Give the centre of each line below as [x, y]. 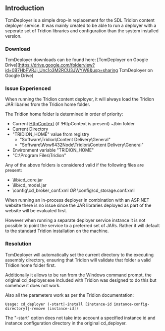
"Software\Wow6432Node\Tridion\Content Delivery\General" [82, 145]
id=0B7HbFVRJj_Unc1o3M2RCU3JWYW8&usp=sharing [62, 70]
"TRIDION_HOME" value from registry [51, 134]
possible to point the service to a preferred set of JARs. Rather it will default [82, 226]
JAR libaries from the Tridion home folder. [48, 104]
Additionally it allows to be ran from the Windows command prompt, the [79, 275]
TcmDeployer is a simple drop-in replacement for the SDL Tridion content [80, 20]
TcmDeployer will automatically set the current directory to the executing [80, 254]
